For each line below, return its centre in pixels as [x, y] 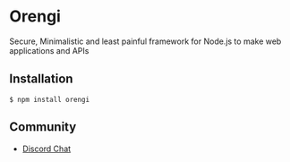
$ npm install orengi [50, 99]
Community [43, 127]
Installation [41, 79]
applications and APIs [49, 50]
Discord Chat [47, 149]
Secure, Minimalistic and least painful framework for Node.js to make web [145, 41]
